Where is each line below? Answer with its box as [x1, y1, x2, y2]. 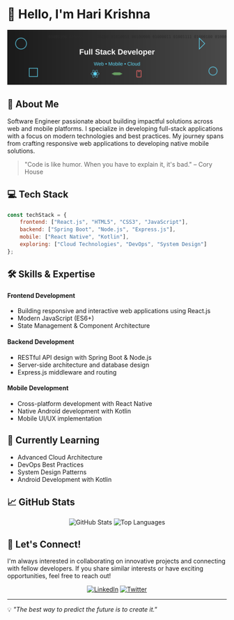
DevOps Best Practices [17, 460, 84, 469]
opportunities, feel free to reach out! [7, 572, 111, 580]
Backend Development [7, 338, 75, 346]
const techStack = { [7, 211, 68, 218]
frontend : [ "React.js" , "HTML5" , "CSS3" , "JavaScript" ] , [19, 219, 189, 226]
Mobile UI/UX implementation [17, 414, 102, 423]
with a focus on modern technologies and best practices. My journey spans [7, 132, 224, 140]
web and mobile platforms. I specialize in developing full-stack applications [7, 124, 223, 133]
